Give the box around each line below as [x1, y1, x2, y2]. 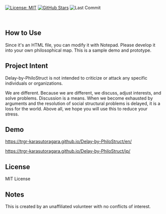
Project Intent [5, 62, 48, 70]
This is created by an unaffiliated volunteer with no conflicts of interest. [5, 204, 151, 210]
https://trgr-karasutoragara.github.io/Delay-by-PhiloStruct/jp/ [5, 148, 131, 154]
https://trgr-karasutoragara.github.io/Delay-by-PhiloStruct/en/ [5, 138, 132, 144]
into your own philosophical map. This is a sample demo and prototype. [5, 47, 152, 53]
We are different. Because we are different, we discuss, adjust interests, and [5, 90, 162, 96]
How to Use [5, 29, 42, 37]
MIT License [5, 176, 31, 182]
